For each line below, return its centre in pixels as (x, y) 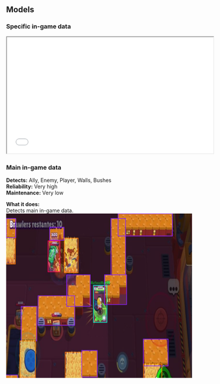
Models (20, 10)
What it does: (23, 204)
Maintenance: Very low (35, 193)
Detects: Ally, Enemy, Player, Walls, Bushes (59, 180)
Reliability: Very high (32, 186)
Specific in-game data (39, 27)
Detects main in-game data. (40, 210)
